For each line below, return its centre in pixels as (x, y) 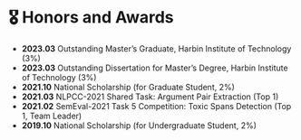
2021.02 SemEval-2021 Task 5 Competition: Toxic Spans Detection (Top (156, 106)
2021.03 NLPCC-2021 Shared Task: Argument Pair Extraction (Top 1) (150, 97)
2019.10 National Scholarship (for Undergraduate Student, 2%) (139, 125)
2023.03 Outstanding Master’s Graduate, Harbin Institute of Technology (156, 48)
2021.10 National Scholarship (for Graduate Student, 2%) (128, 87)
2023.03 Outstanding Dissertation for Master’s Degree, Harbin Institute (155, 68)
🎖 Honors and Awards (91, 18)
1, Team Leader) (52, 116)
